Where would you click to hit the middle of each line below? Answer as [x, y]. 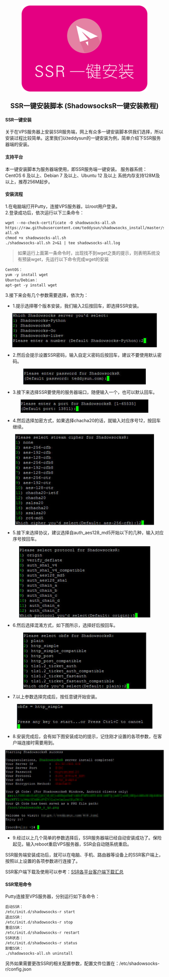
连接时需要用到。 [39, 742]
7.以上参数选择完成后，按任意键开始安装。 [56, 696]
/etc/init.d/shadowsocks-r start [40, 912]
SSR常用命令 [18, 884]
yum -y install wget [27, 275]
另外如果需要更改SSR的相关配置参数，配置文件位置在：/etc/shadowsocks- [82, 963]
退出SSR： [14, 918]
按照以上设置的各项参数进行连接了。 [43, 861]
